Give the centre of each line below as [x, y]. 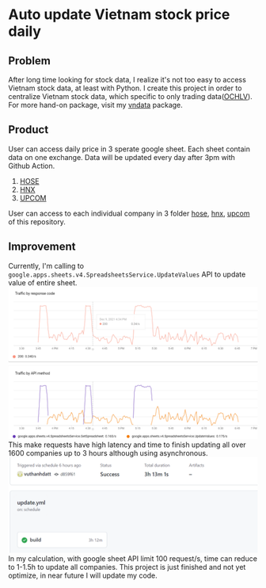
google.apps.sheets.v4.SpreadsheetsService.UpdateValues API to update [127, 274]
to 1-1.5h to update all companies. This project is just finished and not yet [127, 567]
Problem [30, 61]
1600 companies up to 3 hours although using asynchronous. [108, 452]
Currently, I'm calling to [46, 265]
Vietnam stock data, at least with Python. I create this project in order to [125, 88]
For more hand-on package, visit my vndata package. [96, 105]
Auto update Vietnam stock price [119, 15]
